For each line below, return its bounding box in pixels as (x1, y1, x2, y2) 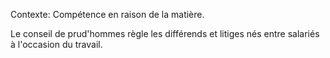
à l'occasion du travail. (10, 39, 103, 50)
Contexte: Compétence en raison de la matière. (10, 9, 205, 20)
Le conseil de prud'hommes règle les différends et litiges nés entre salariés (10, 28, 320, 39)
